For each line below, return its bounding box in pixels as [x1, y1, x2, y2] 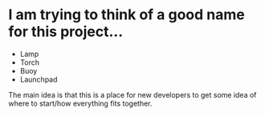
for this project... [8, 22, 123, 41]
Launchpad [19, 74, 58, 84]
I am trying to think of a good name [8, 6, 245, 24]
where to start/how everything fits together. [8, 98, 153, 108]
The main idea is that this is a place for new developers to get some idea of [8, 90, 257, 99]
